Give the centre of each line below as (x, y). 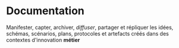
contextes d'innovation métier (43, 40)
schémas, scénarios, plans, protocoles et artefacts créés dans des (88, 33)
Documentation (45, 11)
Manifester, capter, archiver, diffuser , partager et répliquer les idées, (90, 27)
